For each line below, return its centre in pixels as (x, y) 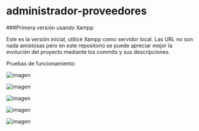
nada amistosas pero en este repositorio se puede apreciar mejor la (89, 45)
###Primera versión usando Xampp (50, 28)
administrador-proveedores (77, 11)
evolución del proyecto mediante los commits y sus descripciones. (88, 51)
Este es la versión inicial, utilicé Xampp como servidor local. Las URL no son (99, 39)
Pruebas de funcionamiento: (41, 63)
